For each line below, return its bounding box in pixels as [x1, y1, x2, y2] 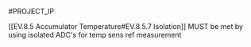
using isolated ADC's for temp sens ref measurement [8, 31, 182, 39]
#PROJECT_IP [8, 7, 54, 16]
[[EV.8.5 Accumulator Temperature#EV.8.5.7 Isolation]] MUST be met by [8, 22, 244, 31]
